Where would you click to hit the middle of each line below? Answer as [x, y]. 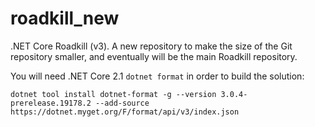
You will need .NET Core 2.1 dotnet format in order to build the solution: [157, 76]
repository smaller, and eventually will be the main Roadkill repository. [154, 56]
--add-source [122, 103]
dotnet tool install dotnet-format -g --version [113, 94]
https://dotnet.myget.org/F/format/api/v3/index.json [125, 112]
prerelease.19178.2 [51, 103]
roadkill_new [65, 18]
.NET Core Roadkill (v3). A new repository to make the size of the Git [151, 46]
